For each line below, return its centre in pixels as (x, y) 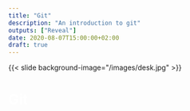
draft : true (28, 45)
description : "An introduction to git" (75, 23)
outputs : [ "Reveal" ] (43, 30)
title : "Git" (30, 15)
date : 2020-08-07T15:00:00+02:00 (64, 38)
